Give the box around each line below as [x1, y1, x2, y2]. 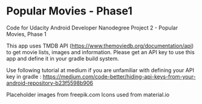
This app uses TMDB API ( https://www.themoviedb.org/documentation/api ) [6, 42, 194, 49]
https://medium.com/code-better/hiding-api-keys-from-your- [42, 73, 196, 80]
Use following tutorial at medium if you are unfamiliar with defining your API [6, 66, 195, 73]
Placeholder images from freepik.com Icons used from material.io [6, 91, 170, 98]
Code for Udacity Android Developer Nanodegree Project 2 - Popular [6, 24, 178, 31]
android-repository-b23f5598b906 [6, 79, 94, 87]
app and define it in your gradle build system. [6, 55, 119, 62]
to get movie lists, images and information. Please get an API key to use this [6, 48, 195, 55]
